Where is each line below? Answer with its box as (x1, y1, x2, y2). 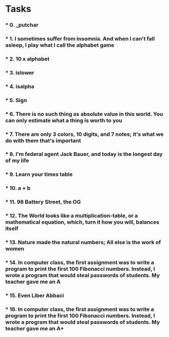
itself (5, 225, 19, 232)
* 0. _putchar (5, 22, 39, 29)
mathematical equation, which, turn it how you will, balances (5, 219, 160, 226)
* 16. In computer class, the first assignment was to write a (5, 306, 154, 313)
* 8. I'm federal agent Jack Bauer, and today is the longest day (5, 151, 163, 158)
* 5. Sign (5, 96, 27, 104)
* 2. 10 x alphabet (5, 55, 50, 62)
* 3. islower (5, 69, 34, 76)
